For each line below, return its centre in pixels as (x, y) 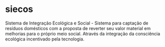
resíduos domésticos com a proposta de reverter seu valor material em (78, 28)
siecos (19, 9)
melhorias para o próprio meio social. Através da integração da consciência (83, 33)
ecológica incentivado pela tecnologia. (45, 39)
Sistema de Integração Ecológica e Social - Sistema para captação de (77, 23)
